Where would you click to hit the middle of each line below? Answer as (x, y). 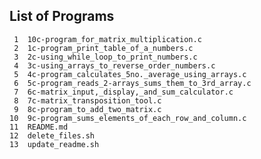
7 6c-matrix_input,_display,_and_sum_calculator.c (123, 92)
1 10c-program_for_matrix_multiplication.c (107, 39)
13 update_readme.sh (54, 144)
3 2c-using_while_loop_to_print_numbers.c (105, 57)
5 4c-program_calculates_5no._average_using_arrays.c (130, 74)
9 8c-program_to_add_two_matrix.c (87, 109)
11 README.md (39, 127)
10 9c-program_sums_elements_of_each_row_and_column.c (128, 118)
